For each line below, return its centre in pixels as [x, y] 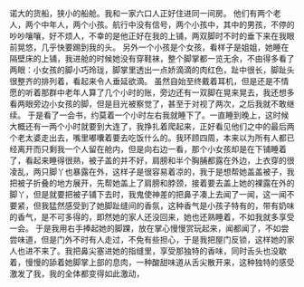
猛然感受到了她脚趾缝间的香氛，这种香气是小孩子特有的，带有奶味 [171, 206]
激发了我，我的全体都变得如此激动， [77, 273]
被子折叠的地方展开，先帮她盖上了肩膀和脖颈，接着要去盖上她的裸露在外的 [156, 183]
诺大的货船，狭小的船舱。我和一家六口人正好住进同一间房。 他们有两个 [141, 13]
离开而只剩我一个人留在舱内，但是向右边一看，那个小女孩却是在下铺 [144, 149]
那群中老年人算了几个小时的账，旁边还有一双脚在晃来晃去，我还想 [163, 92]
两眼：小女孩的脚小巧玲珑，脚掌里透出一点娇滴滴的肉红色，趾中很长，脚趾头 [152, 70]
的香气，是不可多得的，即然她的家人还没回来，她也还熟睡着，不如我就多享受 [152, 217]
